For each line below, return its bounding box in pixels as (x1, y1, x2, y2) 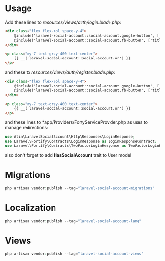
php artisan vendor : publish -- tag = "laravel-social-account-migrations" (5, 185, 155, 191)
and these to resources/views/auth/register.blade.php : (5, 69, 115, 75)
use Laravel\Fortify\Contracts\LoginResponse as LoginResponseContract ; (5, 139, 157, 144)
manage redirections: (5, 125, 48, 131)
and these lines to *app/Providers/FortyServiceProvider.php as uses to (5, 119, 148, 125)
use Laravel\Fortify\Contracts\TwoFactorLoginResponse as (5, 143, 126, 148)
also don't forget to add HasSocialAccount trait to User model (5, 152, 132, 158)
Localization (5, 202, 56, 213)
